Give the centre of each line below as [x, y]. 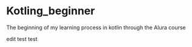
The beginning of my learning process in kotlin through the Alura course [96, 27]
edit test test [22, 39]
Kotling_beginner [51, 11]
